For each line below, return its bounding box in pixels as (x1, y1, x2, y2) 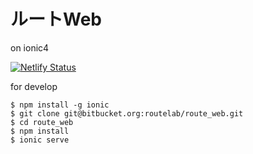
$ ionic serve (10, 135, 70, 145)
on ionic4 (10, 41, 50, 54)
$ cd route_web (10, 117, 74, 127)
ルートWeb (10, 8, 102, 31)
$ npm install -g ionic (10, 100, 110, 110)
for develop (10, 80, 58, 92)
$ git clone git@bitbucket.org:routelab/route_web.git (10, 108, 244, 119)
